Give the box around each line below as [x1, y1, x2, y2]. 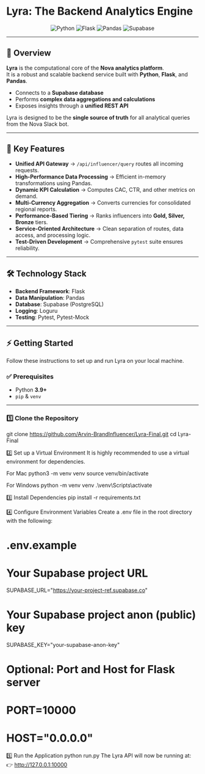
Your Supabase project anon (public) [6, 608, 196, 622]
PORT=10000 [6, 704, 76, 717]
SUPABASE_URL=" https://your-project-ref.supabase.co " [6, 586, 148, 594]
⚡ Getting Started [6, 338, 73, 348]
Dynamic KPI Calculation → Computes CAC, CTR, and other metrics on [15, 186, 195, 193]
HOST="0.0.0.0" [6, 731, 93, 745]
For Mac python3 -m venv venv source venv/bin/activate [6, 469, 149, 477]
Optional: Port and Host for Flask [6, 663, 175, 676]
